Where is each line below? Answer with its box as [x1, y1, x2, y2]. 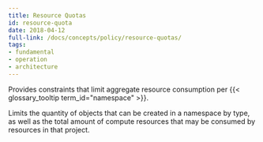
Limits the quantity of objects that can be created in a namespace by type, [8, 108, 250, 118]
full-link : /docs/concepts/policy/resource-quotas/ [8, 33, 182, 42]
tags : [8, 41, 26, 49]
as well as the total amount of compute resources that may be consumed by [8, 116, 256, 126]
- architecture [8, 63, 58, 71]
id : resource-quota [8, 19, 73, 27]
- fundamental [8, 48, 55, 56]
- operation [8, 56, 47, 64]
